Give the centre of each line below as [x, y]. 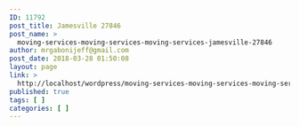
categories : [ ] [39, 108]
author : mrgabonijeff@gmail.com [69, 51]
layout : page [33, 67]
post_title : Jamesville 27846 [65, 26]
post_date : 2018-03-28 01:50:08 [69, 59]
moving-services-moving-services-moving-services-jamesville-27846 [145, 42]
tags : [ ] [28, 100]
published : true [39, 91]
